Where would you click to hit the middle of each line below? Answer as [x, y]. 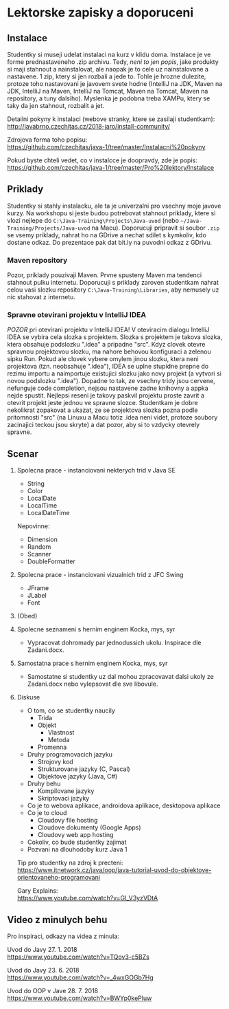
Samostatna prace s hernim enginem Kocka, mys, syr [92, 663]
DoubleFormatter [51, 561]
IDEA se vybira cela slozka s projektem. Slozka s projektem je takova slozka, [115, 337]
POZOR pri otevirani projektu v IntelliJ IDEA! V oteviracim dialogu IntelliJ [108, 330]
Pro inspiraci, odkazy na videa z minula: [63, 936]
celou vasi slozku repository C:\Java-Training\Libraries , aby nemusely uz [113, 290]
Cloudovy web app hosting [75, 835]
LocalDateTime [48, 513]
